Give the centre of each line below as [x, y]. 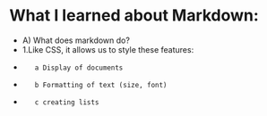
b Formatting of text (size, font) [101, 85]
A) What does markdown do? [76, 40]
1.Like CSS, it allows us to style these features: [108, 49]
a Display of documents [79, 68]
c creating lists [67, 102]
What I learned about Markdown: [134, 16]
